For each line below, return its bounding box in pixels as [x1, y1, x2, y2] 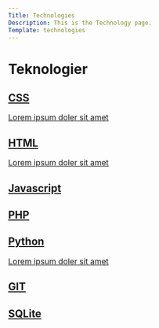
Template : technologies [8, 26, 86, 34]
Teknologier [8, 60, 89, 78]
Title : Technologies [8, 11, 76, 20]
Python [8, 235, 45, 249]
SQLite [8, 307, 42, 320]
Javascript [8, 182, 62, 195]
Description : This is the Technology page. [8, 19, 153, 27]
